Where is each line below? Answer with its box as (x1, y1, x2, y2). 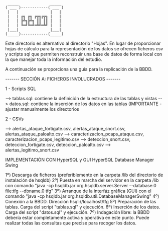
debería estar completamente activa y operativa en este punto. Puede (5, 215, 149, 220)
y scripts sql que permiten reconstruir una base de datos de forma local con (5, 51, 162, 57)
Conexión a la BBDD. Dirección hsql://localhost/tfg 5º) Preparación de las (5, 199, 156, 204)
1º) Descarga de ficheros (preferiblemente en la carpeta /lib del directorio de (5, 172, 163, 178)
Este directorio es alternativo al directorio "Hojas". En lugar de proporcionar (5, 40, 161, 46)
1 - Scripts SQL (5, 86, 36, 92)
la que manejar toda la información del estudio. (5, 56, 102, 62)
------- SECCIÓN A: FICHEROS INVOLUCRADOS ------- (5, 76, 121, 82)
